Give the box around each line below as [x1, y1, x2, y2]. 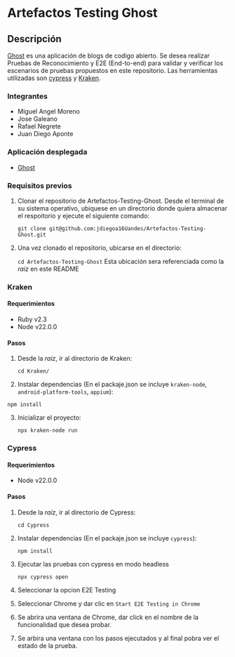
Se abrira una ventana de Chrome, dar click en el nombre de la [17, 613, 199, 621]
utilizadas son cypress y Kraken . [7, 74, 101, 82]
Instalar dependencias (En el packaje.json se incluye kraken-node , [17, 380, 208, 389]
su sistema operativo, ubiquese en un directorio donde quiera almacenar [17, 204, 228, 212]
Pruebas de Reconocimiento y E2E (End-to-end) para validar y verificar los [7, 59, 223, 67]
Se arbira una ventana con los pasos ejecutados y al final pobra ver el [17, 634, 220, 642]
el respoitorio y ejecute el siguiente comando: [17, 211, 149, 220]
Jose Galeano [17, 114, 58, 124]
